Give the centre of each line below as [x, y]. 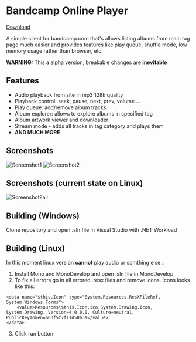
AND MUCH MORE [37, 132]
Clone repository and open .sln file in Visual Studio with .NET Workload [92, 230]
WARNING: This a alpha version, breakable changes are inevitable [87, 62]
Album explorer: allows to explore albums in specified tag [84, 113]
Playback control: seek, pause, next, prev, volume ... [78, 101]
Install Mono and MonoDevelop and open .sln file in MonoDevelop [94, 274]
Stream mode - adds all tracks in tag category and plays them [89, 126]
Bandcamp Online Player [67, 11]
